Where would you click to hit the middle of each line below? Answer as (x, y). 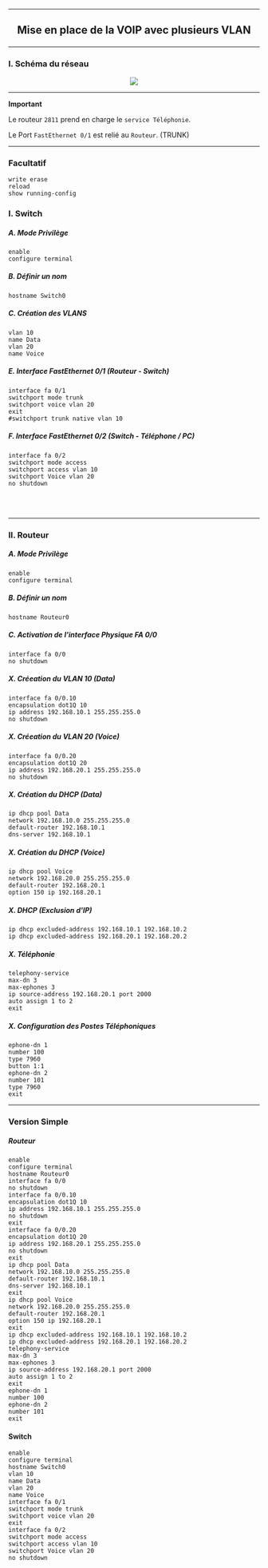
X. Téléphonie (32, 955)
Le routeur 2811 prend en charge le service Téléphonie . (100, 119)
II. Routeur (29, 534)
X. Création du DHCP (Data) (55, 795)
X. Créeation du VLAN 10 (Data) (62, 679)
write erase (28, 179)
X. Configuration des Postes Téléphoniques (82, 1026)
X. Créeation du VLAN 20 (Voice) (64, 736)
